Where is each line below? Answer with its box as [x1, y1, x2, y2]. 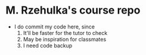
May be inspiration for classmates [23, 35, 107, 43]
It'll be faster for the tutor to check [23, 29, 108, 36]
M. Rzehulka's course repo [5, 4, 141, 17]
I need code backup [23, 42, 73, 49]
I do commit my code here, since [14, 23, 95, 30]
